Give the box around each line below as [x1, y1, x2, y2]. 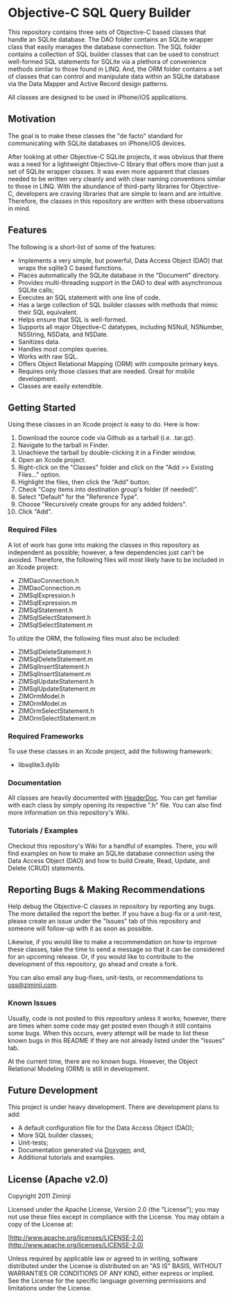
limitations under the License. [8, 1284, 92, 1292]
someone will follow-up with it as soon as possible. [8, 924, 153, 933]
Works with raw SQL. [17, 352, 78, 361]
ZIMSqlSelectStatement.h [17, 613, 91, 621]
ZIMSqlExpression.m [17, 598, 77, 607]
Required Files [8, 525, 58, 534]
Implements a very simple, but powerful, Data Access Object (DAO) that [17, 256, 223, 265]
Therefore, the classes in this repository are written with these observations [8, 197, 225, 205]
